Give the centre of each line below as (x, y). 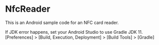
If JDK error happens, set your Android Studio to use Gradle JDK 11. (74, 32)
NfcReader (28, 9)
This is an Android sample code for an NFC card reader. (62, 22)
